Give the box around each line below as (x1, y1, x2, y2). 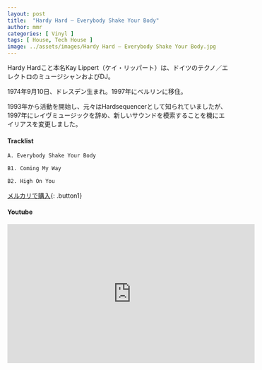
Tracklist (7, 136, 34, 145)
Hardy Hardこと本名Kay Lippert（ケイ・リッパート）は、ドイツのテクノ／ (7, 64, 222, 71)
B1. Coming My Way (7, 165, 61, 172)
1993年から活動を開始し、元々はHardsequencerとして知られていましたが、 (7, 102, 227, 110)
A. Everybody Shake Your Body (7, 153, 97, 160)
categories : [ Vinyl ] (7, 30, 74, 37)
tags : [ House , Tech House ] (7, 37, 93, 44)
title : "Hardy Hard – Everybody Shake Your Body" (7, 17, 160, 24)
